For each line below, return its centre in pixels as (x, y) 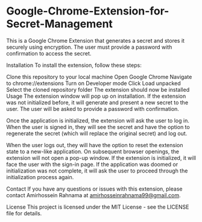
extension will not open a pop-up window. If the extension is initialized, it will (101, 157)
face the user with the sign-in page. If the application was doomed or (92, 164)
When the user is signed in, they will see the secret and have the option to (98, 127)
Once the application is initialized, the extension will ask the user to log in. (98, 120)
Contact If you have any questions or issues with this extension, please (94, 189)
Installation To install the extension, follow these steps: (74, 65)
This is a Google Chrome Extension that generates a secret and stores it (96, 40)
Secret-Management (60, 24)
